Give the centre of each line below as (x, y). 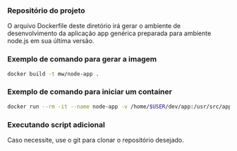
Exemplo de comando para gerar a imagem (82, 59)
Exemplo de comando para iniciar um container (90, 92)
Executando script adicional (56, 124)
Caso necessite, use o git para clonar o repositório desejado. (96, 140)
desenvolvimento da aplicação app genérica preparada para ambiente (109, 33)
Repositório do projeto (47, 11)
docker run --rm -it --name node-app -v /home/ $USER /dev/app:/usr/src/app (120, 107)
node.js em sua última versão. (51, 41)
